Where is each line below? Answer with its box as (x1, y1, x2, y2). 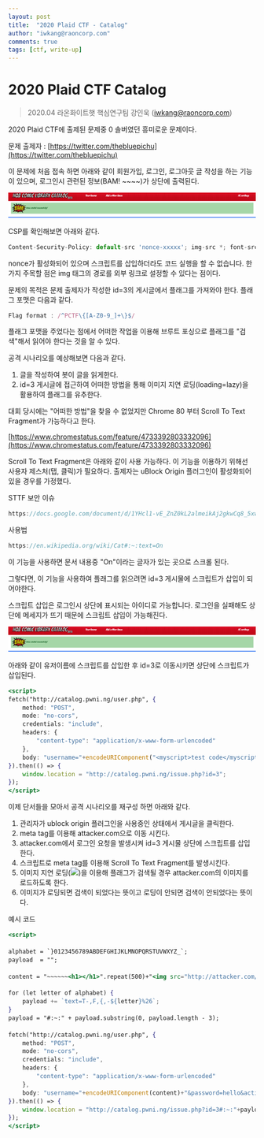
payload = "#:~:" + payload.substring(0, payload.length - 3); (8, 1013, 220, 1022)
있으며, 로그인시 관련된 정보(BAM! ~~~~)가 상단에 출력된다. (16, 177, 200, 186)
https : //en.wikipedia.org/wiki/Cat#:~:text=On (8, 542, 163, 550)
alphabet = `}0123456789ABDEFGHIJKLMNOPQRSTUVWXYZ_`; (8, 947, 189, 955)
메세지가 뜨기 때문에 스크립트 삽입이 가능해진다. (22, 611, 167, 620)
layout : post (8, 13, 51, 20)
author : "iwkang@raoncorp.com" (8, 29, 111, 37)
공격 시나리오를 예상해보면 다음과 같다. (8, 353, 126, 363)
